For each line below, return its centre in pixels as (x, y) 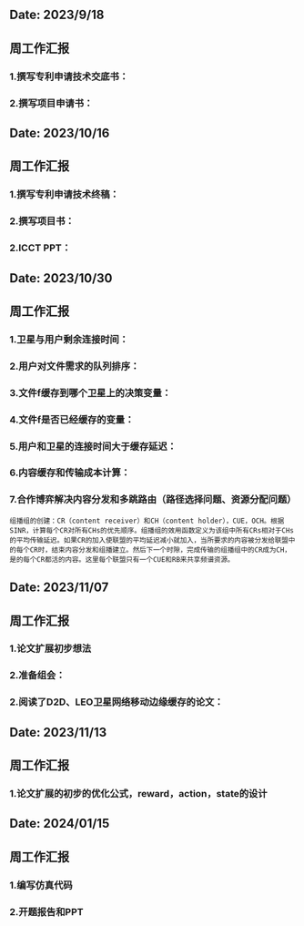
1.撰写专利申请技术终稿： (65, 195)
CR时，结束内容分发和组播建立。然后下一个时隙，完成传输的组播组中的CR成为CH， (160, 550)
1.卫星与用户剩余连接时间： (69, 339)
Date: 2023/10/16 (60, 133)
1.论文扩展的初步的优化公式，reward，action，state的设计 (138, 794)
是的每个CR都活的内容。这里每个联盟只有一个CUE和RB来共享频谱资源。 (122, 559)
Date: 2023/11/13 (58, 732)
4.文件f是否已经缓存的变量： (72, 420)
